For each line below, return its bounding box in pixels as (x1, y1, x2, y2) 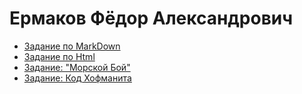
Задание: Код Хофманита (23, 72, 132, 84)
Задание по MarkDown (23, 40, 121, 52)
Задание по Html (23, 50, 96, 62)
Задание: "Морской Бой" (23, 61, 131, 73)
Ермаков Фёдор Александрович (9, 7, 294, 30)
